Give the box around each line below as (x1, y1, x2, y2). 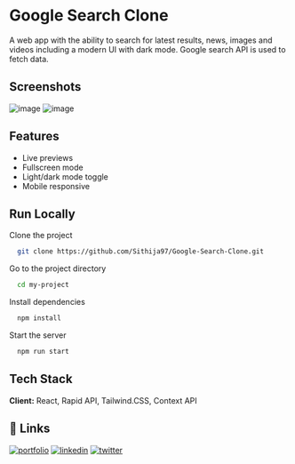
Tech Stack (9, 372, 73, 387)
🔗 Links (9, 421, 51, 436)
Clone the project (9, 230, 73, 241)
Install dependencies (9, 297, 86, 308)
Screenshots (9, 79, 82, 94)
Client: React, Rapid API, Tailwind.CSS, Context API (9, 395, 197, 405)
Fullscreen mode (21, 162, 84, 172)
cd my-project (17, 281, 69, 290)
